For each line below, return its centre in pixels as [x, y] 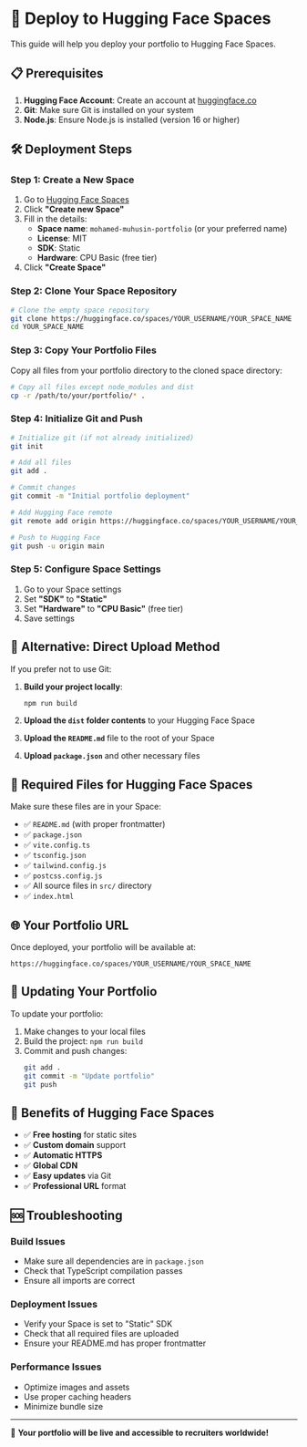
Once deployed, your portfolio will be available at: [103, 947]
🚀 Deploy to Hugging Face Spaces [141, 19]
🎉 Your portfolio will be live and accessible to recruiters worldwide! [140, 1432]
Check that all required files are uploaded [101, 1334]
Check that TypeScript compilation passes [103, 1271]
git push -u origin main [57, 546]
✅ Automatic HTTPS [63, 1155]
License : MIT [62, 238]
